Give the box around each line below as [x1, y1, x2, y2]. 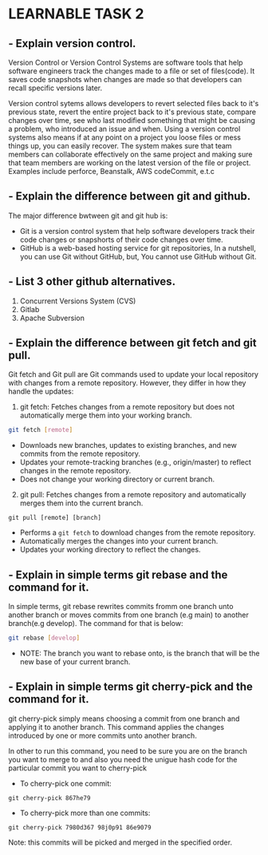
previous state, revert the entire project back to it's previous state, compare [8, 107, 257, 117]
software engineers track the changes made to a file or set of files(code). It [8, 66, 255, 76]
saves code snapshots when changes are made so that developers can [8, 75, 242, 84]
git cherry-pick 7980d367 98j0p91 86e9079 [8, 823, 152, 831]
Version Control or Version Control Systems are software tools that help [8, 57, 243, 67]
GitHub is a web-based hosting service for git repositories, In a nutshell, [19, 243, 257, 252]
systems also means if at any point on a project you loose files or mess [8, 133, 242, 142]
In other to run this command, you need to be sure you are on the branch [8, 746, 247, 755]
